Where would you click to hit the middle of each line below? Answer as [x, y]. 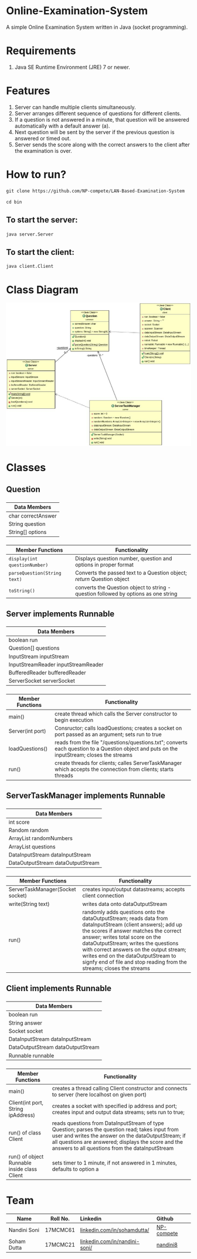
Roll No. [60, 1218]
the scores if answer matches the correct [132, 931]
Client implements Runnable [59, 988]
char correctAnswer [33, 516]
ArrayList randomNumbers [41, 838]
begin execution [74, 720]
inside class [23, 1169]
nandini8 [167, 1244]
